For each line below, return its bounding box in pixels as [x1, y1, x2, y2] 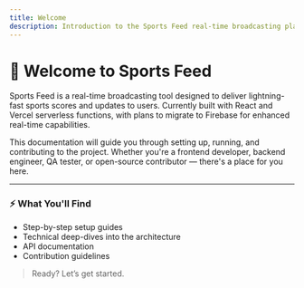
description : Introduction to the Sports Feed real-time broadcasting [9, 22, 281, 31]
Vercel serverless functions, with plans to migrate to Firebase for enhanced [9, 110, 290, 120]
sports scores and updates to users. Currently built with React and [25, 101, 273, 111]
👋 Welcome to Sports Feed [9, 61, 213, 82]
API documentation [22, 241, 95, 252]
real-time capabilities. [9, 120, 90, 130]
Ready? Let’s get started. [31, 268, 125, 279]
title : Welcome [9, 13, 67, 23]
